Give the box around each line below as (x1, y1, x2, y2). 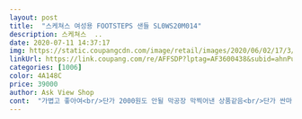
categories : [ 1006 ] (9, 64, 83, 72)
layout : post (9, 13, 58, 22)
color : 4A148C (9, 72, 63, 81)
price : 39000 (9, 80, 58, 89)
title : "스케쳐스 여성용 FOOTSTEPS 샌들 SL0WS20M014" (9, 21, 202, 30)
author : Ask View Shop (9, 88, 94, 97)
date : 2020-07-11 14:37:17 (9, 38, 111, 47)
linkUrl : (9, 55, 42, 64)
